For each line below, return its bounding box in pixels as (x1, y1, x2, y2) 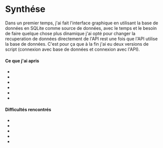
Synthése (5, 3, 46, 15)
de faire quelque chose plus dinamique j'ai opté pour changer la (5, 30, 136, 36)
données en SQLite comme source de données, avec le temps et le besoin (5, 25, 157, 31)
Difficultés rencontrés (5, 106, 52, 112)
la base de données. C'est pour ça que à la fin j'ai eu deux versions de (5, 41, 149, 47)
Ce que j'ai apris (5, 58, 40, 64)
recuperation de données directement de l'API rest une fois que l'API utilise (5, 36, 158, 42)
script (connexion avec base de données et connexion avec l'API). (5, 46, 140, 52)
